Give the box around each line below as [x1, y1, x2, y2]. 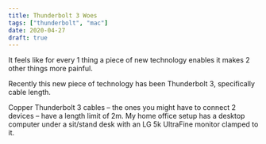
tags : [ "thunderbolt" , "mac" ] [8, 19, 109, 27]
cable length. [8, 88, 52, 97]
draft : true [8, 33, 48, 42]
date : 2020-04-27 [8, 26, 66, 34]
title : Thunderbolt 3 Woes [8, 11, 98, 20]
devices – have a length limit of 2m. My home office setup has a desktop [8, 112, 245, 121]
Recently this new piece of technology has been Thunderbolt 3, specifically [8, 79, 256, 89]
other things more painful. [8, 64, 93, 74]
